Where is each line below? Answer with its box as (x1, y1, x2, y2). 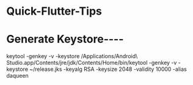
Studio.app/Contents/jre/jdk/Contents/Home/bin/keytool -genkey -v (6, 59, 177, 67)
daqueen (6, 72, 29, 79)
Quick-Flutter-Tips (6, 4, 102, 18)
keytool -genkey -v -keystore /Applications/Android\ (6, 53, 138, 60)
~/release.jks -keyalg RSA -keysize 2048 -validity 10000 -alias (29, 65, 188, 73)
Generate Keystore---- (6, 32, 124, 46)
